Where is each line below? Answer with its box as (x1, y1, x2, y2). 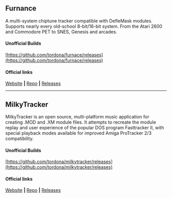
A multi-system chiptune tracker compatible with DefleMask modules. (5, 17, 153, 24)
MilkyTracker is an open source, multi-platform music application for (5, 114, 149, 120)
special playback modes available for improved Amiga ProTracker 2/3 (5, 130, 152, 136)
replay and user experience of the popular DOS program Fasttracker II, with (5, 125, 164, 131)
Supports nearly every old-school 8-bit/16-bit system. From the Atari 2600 (5, 23, 163, 29)
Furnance (5, 4, 37, 13)
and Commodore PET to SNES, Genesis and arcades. (5, 28, 118, 35)
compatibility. (5, 135, 34, 142)
